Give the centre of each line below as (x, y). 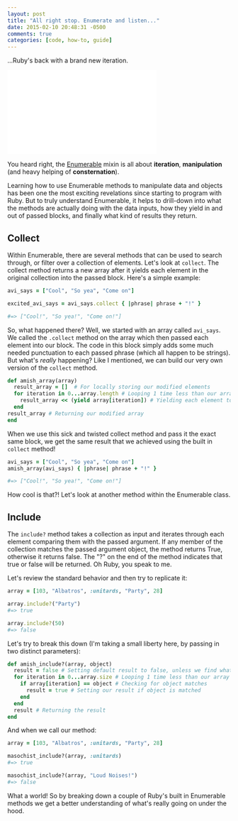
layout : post (27, 14)
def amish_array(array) (42, 380)
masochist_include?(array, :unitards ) (64, 756)
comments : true (30, 34)
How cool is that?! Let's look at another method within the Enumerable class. (119, 495)
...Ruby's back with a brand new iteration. (68, 60)
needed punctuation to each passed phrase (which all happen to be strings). (119, 353)
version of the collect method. (52, 368)
